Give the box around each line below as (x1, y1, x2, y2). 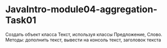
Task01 (5, 14, 36, 26)
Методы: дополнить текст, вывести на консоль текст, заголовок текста (5, 37, 161, 43)
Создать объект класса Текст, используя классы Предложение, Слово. (5, 31, 163, 37)
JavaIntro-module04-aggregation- (5, 4, 158, 15)
